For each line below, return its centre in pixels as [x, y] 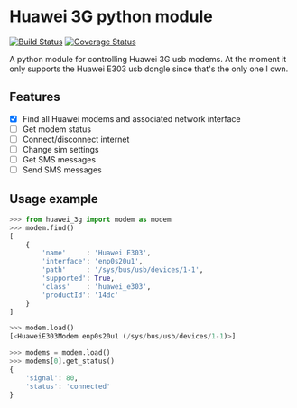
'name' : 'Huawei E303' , [97, 253]
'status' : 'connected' [68, 386]
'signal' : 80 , [52, 378]
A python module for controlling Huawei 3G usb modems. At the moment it [148, 59]
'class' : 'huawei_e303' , [97, 286]
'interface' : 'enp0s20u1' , [93, 262]
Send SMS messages [62, 170]
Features [35, 97]
